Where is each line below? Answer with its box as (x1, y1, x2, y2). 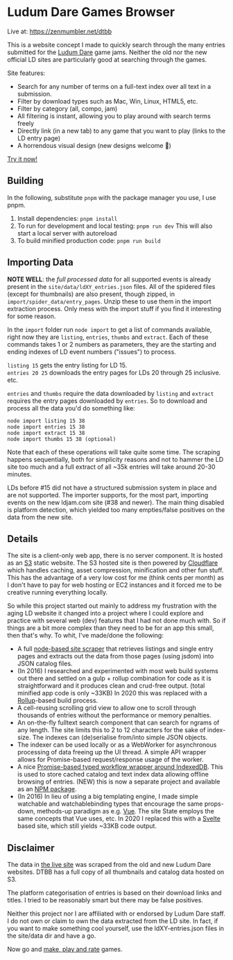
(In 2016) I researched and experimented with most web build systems (17, 667, 218, 675)
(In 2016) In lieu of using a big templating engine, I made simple (17, 793, 199, 801)
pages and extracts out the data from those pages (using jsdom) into (17, 652, 214, 661)
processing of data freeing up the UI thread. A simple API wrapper (17, 748, 207, 756)
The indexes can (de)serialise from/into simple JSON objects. (32, 734, 208, 742)
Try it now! (7, 154, 38, 163)
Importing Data (7, 256, 74, 268)
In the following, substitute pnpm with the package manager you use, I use (7, 193, 216, 201)
